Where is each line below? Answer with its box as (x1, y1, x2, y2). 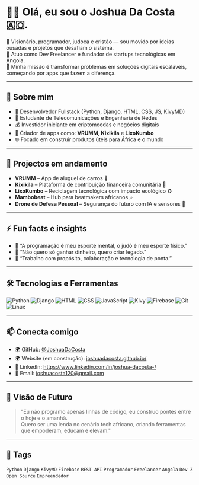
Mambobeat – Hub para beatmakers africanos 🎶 (14, 193, 133, 200)
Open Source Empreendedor (6, 473, 69, 479)
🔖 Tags (6, 450, 32, 460)
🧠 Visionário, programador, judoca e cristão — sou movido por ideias (6, 38, 174, 45)
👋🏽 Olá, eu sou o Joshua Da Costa (6, 5, 175, 19)
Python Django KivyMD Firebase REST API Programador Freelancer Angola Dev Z (6, 467, 194, 473)
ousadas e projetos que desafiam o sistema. (6, 44, 114, 51)
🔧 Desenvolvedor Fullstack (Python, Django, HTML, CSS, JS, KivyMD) (14, 108, 185, 115)
